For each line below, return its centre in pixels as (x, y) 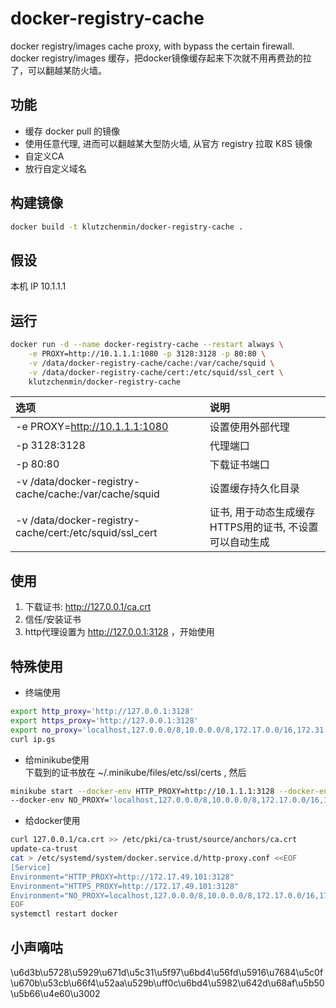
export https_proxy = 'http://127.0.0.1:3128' (104, 720)
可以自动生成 (239, 542)
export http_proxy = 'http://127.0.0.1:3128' (102, 712)
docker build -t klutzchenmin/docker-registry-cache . (127, 227)
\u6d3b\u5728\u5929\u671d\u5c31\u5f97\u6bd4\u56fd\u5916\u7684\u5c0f (167, 972)
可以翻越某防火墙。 (67, 70)
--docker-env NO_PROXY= (60, 800)
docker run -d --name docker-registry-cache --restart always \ (147, 345)
